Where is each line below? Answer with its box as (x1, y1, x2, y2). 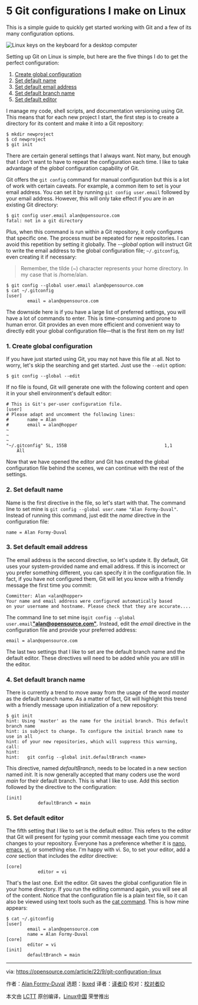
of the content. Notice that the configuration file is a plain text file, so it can (6, 892, 188, 899)
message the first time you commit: (6, 581, 92, 589)
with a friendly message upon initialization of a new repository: (6, 702, 159, 709)
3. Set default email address (6, 543, 88, 551)
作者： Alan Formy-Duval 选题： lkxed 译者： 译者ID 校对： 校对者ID (6, 980, 165, 987)
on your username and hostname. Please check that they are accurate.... (6, 603, 192, 609)
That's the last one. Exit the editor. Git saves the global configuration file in (6, 880, 187, 887)
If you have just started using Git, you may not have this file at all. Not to (6, 356, 181, 363)
